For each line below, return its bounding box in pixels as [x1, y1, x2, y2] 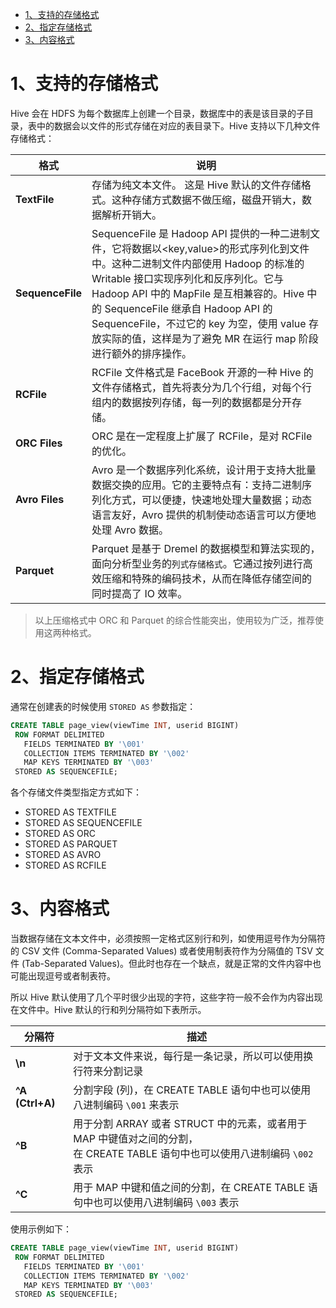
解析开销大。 [101, 208, 163, 222]
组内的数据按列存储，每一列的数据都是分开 [91, 395, 293, 409]
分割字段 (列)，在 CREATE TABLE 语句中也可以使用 [73, 1083, 312, 1097]
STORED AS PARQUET [24, 838, 118, 850]
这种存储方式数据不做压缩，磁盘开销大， [111, 193, 303, 207]
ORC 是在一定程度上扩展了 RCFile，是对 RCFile [91, 429, 313, 443]
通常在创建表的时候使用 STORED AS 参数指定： [10, 700, 197, 712]
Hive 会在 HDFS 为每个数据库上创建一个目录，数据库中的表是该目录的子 [10, 107, 306, 119]
